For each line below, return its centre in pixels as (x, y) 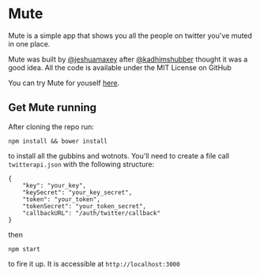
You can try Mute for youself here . (64, 83)
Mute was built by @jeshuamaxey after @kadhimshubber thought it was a (128, 59)
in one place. (29, 43)
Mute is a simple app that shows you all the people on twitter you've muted (130, 35)
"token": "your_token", (62, 199)
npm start (24, 249)
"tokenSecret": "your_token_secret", (85, 206)
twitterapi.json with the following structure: (81, 164)
